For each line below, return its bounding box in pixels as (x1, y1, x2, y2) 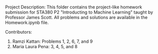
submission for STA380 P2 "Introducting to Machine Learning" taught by (5, 9, 154, 15)
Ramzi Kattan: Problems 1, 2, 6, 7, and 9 (12, 38, 93, 44)
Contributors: (5, 29, 32, 35)
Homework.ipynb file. (5, 19, 49, 25)
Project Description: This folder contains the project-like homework (5, 4, 142, 10)
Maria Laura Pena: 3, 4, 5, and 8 (12, 44, 78, 49)
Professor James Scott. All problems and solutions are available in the (5, 15, 148, 20)
